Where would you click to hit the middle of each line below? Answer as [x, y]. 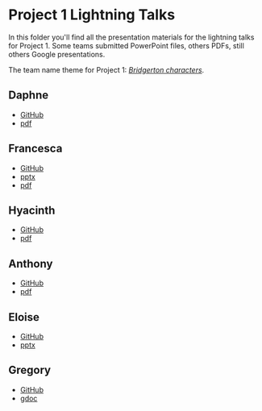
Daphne [29, 95]
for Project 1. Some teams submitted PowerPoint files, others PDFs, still [126, 45]
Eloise [24, 317]
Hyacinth [32, 210]
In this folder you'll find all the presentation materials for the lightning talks [131, 37]
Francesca [35, 149]
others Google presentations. [57, 54]
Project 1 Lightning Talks [92, 15]
